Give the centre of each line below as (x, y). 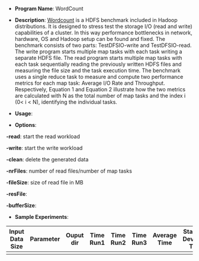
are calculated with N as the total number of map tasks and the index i (100, 96)
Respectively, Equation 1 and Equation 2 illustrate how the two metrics (100, 89)
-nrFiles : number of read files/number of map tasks (69, 171)
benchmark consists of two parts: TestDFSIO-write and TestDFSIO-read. (103, 45)
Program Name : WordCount (49, 9)
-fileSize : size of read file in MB (45, 182)
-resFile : (17, 194)
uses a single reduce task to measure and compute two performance (99, 77)
